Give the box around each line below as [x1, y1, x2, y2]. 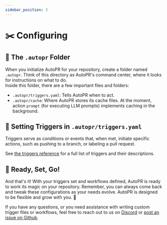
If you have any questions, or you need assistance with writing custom [5, 204, 150, 210]
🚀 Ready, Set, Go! [5, 165, 60, 173]
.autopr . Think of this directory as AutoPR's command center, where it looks [5, 71, 162, 77]
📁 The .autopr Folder [5, 53, 71, 61]
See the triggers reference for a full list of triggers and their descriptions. [5, 150, 155, 156]
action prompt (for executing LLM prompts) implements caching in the [12, 102, 156, 108]
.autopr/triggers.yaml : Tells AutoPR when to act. [12, 92, 115, 98]
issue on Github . [5, 214, 39, 220]
